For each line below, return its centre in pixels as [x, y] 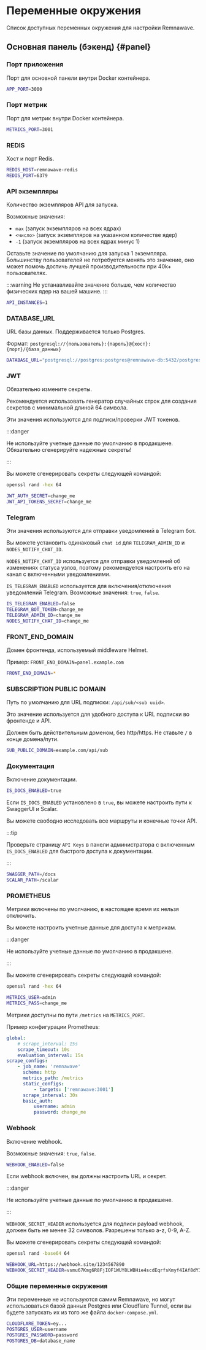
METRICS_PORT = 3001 [30, 130]
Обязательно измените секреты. [49, 389]
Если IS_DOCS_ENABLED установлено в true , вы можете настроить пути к [99, 802]
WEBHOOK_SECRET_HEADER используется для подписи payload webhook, [95, 1224]
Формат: [17, 344]
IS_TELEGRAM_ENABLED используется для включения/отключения [89, 586]
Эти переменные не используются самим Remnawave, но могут [91, 1300]
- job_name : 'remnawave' [49, 1067]
